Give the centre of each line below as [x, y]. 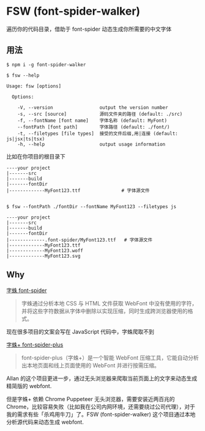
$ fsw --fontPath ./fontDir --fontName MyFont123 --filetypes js [91, 206]
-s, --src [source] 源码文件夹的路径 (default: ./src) [100, 114]
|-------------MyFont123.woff [45, 250]
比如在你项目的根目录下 [36, 156]
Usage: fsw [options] [34, 86]
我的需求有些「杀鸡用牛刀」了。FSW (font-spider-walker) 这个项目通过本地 [101, 414]
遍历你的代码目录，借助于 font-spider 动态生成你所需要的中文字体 [89, 29]
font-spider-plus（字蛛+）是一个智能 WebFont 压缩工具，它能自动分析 [110, 358]
